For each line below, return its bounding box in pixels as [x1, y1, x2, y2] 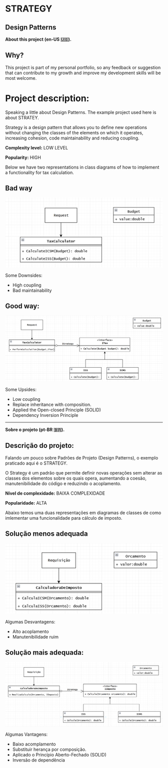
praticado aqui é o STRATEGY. [5, 460, 68, 466]
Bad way [5, 184, 32, 193]
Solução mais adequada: [5, 648, 84, 657]
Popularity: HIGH [5, 154, 41, 161]
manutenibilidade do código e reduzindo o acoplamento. [5, 480, 121, 487]
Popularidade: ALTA [5, 500, 47, 506]
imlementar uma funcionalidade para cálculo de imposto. [5, 515, 122, 521]
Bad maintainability [12, 287, 52, 293]
